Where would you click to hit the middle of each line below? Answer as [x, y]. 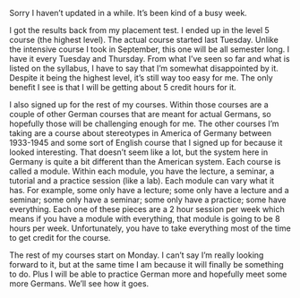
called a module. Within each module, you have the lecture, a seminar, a [142, 171]
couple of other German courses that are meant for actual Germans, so [140, 114]
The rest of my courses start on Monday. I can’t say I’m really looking [137, 255]
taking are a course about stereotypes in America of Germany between [140, 133]
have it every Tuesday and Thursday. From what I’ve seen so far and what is [150, 59]
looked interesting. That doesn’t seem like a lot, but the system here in [139, 152]
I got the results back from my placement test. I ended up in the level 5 [140, 30]
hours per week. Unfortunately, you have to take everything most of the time [150, 228]
